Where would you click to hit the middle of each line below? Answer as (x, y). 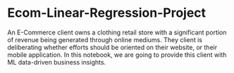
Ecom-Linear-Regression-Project (107, 13)
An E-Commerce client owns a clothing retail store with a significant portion (117, 32)
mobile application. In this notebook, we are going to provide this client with (117, 55)
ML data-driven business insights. (57, 62)
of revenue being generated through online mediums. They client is (105, 39)
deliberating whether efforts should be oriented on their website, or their (112, 47)
